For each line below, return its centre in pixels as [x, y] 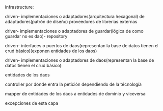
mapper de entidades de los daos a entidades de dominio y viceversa [75, 94]
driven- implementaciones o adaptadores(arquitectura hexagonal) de [75, 16]
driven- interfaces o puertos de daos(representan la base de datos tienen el [82, 46]
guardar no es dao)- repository [36, 36]
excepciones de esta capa [32, 103]
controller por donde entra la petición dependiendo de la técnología [73, 84]
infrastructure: [20, 7]
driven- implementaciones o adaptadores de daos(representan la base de [80, 60]
